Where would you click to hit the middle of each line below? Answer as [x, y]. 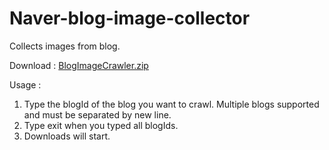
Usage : [25, 84]
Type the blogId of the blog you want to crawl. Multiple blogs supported [171, 104]
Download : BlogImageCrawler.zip [79, 65]
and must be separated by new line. [97, 114]
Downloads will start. [67, 136]
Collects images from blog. [65, 46]
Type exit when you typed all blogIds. [101, 125]
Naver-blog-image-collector [130, 18]
